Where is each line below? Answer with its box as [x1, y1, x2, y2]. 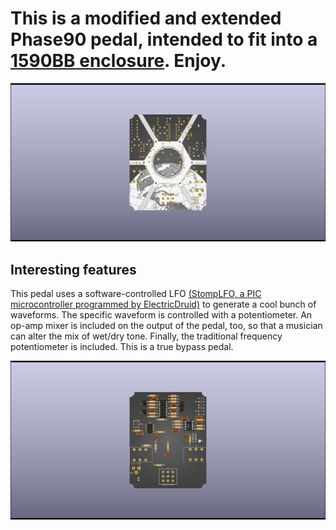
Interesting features [10, 261, 137, 278]
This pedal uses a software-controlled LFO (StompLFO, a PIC [10, 288, 262, 300]
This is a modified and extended [10, 7, 282, 30]
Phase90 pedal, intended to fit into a [10, 28, 318, 51]
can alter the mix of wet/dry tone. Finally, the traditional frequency [10, 330, 283, 342]
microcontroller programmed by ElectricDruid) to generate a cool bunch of [10, 298, 317, 311]
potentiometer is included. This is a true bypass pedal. [10, 341, 234, 353]
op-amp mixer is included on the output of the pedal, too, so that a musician [10, 320, 323, 332]
